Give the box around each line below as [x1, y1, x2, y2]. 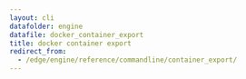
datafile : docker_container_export [9, 30, 144, 39]
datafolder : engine [9, 22, 84, 31]
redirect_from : [9, 47, 67, 56]
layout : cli [9, 13, 54, 23]
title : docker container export [9, 38, 132, 48]
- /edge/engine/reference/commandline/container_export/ [17, 55, 238, 64]
